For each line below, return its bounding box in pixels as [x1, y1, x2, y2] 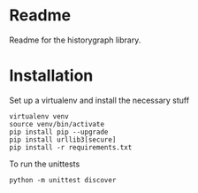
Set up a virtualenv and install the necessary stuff [9, 95, 190, 105]
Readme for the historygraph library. [9, 35, 141, 45]
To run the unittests [9, 158, 80, 169]
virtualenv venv [9, 112, 69, 120]
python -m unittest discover [9, 175, 117, 184]
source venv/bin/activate [9, 120, 104, 128]
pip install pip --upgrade [9, 127, 109, 136]
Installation [9, 66, 94, 86]
